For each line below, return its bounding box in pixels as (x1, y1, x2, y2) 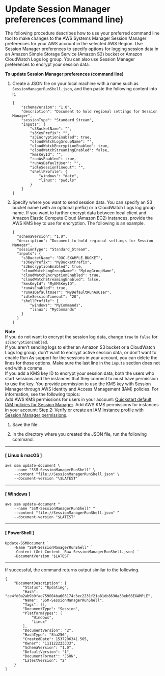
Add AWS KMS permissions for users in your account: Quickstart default (5, 396, 152, 402)
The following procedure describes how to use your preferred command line (5, 30, 160, 36)
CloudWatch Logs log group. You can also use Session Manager (5, 56, 135, 62)
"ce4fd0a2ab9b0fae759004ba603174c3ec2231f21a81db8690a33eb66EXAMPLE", (5, 593, 153, 598)
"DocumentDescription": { (14, 581, 67, 586)
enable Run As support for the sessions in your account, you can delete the (5, 355, 158, 361)
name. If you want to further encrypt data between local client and (12, 210, 147, 216)
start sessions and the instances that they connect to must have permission (5, 375, 158, 381)
